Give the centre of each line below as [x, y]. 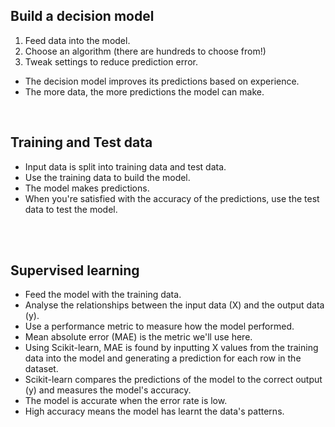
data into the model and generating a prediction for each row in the [163, 358]
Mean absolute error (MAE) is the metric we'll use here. [138, 337]
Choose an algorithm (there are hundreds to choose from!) [145, 51]
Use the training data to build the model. [107, 177]
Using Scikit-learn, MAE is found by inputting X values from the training [171, 348]
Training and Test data [81, 142]
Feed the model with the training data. [103, 295]
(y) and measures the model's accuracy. [108, 390]
